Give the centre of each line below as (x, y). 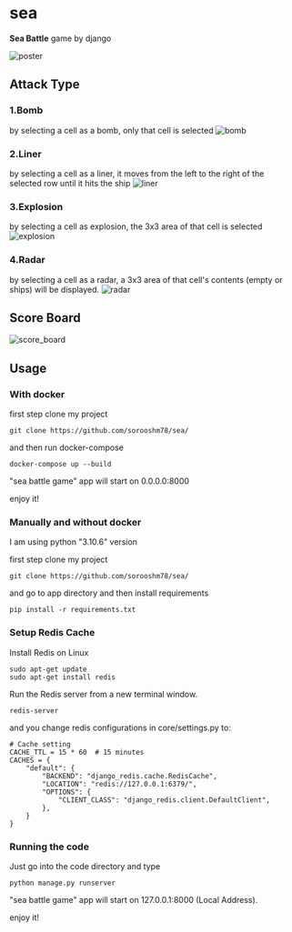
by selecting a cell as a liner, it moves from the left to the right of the (137, 173)
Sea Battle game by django (60, 38)
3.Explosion (36, 206)
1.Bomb (26, 110)
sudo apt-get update (49, 669)
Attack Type (45, 85)
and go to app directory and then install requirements (109, 593)
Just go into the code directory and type (85, 866)
